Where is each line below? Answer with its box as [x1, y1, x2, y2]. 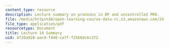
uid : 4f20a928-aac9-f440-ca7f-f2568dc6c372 [5, 35, 99, 40]
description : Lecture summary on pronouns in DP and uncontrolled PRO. [5, 12, 159, 17]
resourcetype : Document [5, 26, 56, 31]
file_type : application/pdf [5, 21, 65, 26]
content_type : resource [5, 7, 56, 12]
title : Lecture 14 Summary [5, 30, 62, 35]
